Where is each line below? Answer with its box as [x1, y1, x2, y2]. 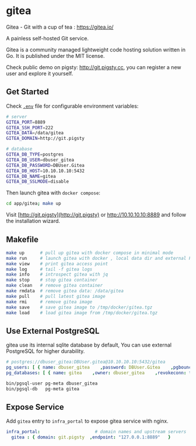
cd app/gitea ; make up [6, 201, 61, 207]
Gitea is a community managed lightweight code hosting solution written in [6, 46, 185, 53]
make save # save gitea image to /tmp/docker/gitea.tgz [6, 304, 153, 310]
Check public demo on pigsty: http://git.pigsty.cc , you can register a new [6, 63, 182, 71]
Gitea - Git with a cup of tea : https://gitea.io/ [6, 23, 114, 30]
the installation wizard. [6, 218, 60, 225]
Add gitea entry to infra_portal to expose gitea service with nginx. [6, 417, 169, 425]
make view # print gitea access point [6, 260, 108, 267]
